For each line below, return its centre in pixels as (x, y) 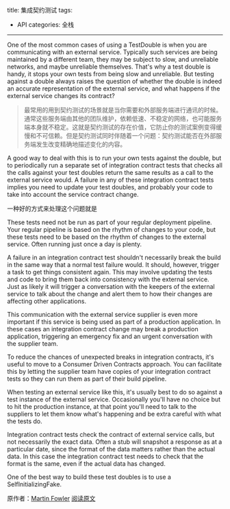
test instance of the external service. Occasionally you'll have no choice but (114, 399)
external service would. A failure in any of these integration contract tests (111, 180)
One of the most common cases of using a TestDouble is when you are (107, 45)
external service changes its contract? (61, 96)
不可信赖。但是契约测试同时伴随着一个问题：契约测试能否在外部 (126, 135)
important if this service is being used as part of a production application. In (114, 322)
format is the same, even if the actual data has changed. (86, 464)
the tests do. (25, 421)
